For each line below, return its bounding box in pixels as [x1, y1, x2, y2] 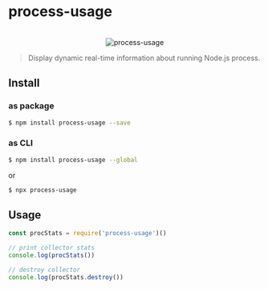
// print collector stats [8, 244, 95, 252]
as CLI [8, 137, 34, 149]
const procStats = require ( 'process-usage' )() [8, 230, 167, 238]
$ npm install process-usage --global [8, 156, 138, 164]
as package [8, 100, 55, 112]
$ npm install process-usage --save [8, 119, 131, 127]
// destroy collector [8, 266, 81, 274]
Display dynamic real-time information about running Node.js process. [27, 53, 261, 63]
